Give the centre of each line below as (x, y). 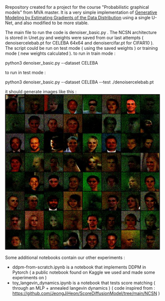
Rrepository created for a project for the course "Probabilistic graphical (77, 7)
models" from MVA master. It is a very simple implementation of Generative (81, 12)
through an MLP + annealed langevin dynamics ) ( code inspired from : (84, 288)
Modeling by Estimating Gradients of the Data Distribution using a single (78, 18)
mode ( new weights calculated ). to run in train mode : (60, 53)
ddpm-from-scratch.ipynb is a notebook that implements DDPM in (79, 267)
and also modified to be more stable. (52, 23)
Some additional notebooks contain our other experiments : (65, 258)
